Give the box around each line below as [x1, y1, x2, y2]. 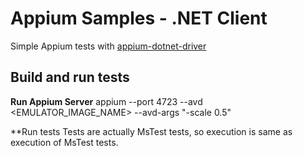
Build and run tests [10, 69, 130, 86]
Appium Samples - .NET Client [10, 7, 268, 30]
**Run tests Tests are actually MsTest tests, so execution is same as [10, 125, 293, 137]
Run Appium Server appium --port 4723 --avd [10, 95, 203, 107]
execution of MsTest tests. [10, 136, 119, 148]
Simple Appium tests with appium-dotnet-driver [10, 40, 207, 52]
